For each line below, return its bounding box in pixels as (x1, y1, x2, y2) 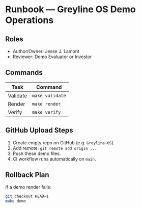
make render (32, 101, 61, 107)
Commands (5, 68, 43, 77)
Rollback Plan (5, 171, 49, 179)
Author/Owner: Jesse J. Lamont (12, 48, 80, 54)
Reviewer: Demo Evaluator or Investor (12, 54, 92, 60)
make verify (32, 109, 61, 115)
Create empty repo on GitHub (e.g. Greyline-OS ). (12, 139, 115, 146)
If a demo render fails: (5, 184, 52, 190)
